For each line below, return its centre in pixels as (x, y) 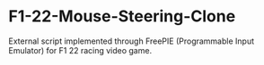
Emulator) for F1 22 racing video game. (80, 50)
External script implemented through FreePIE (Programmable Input (132, 41)
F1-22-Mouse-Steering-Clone (122, 16)
